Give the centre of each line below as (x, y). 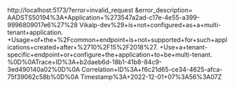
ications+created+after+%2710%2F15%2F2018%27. (83, 47)
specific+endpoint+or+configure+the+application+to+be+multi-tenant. (110, 54)
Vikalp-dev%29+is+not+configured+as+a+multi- (150, 25)
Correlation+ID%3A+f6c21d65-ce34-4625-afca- (152, 69)
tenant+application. (35, 32)
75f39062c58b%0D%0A (43, 77)
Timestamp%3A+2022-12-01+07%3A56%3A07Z (151, 77)
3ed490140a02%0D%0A (44, 69)
